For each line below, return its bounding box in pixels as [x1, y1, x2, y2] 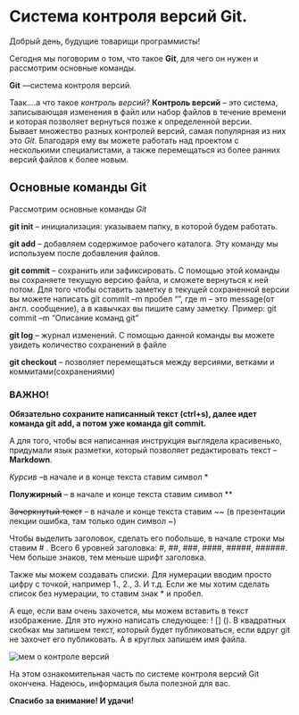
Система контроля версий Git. [9, 6, 248, 27]
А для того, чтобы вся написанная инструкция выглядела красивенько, [9, 436, 283, 446]
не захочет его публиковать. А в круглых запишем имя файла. [9, 634, 247, 644]
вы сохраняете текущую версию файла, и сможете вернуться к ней [9, 274, 270, 285]
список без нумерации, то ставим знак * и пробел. [9, 588, 203, 599]
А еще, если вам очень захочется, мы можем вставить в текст [9, 605, 249, 617]
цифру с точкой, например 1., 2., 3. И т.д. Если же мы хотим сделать [9, 578, 270, 590]
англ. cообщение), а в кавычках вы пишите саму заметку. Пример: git [9, 303, 277, 313]
